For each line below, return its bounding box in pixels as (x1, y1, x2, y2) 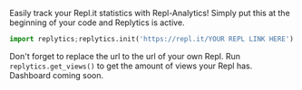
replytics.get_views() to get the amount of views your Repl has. (9, 60, 253, 71)
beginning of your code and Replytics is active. (9, 17, 185, 28)
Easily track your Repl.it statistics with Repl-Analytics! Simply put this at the (9, 8, 290, 18)
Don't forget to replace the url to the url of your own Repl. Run (9, 50, 240, 61)
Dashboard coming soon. (9, 69, 104, 80)
